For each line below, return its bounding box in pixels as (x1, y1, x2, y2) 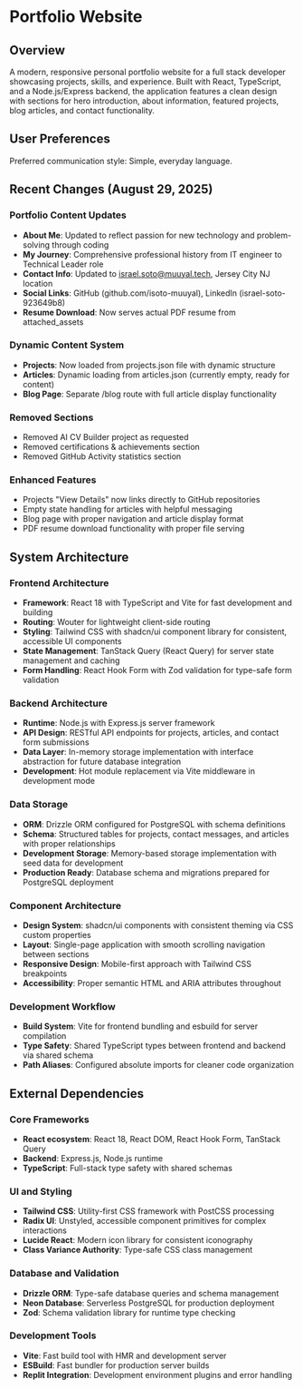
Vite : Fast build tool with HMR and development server (22, 1350, 227, 1361)
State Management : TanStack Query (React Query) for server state (22, 646, 274, 657)
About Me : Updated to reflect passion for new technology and (22, 230, 255, 240)
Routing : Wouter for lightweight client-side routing (22, 617, 211, 628)
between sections (22, 948, 90, 959)
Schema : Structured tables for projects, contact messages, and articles (22, 828, 289, 839)
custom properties (22, 929, 92, 940)
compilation (22, 1031, 67, 1042)
